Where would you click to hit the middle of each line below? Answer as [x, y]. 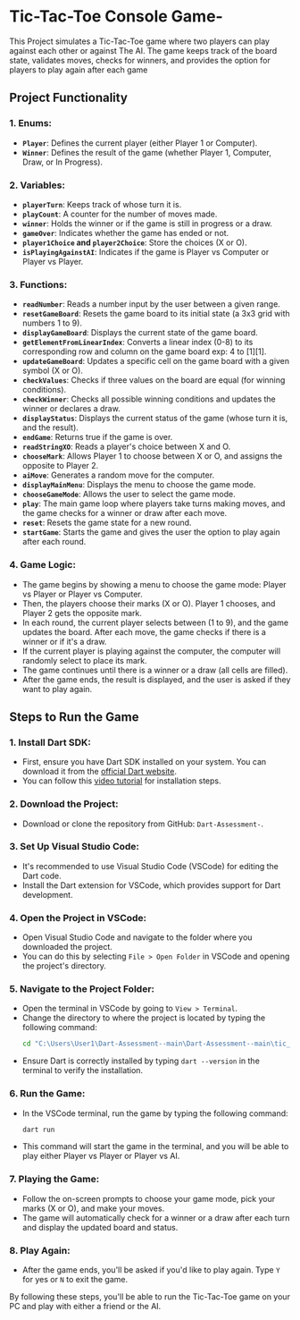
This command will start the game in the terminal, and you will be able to [155, 1147]
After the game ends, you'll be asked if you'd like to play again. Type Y [151, 1270]
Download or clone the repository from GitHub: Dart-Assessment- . [142, 824]
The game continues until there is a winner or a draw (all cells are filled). [155, 670]
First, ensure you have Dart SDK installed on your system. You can [144, 762]
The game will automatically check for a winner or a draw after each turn [156, 1217]
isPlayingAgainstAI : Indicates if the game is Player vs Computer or [146, 251]
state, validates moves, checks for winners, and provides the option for [140, 60]
